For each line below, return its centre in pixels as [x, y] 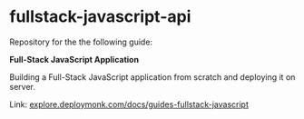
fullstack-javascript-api [100, 17]
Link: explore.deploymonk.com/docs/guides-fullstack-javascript [129, 104]
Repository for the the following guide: [81, 42]
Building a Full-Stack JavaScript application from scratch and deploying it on [152, 77]
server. [23, 86]
